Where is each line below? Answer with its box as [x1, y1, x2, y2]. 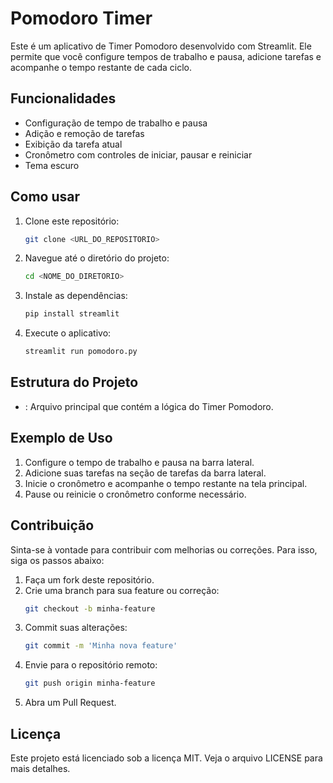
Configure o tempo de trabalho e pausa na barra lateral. [24, 456, 255, 468]
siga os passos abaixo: [10, 554, 105, 566]
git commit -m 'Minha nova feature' [24, 641, 178, 651]
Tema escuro [24, 159, 80, 171]
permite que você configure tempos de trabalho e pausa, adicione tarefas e [10, 50, 322, 62]
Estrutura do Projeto [10, 374, 139, 391]
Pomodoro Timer [10, 7, 153, 30]
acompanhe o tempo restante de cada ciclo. [10, 61, 193, 73]
